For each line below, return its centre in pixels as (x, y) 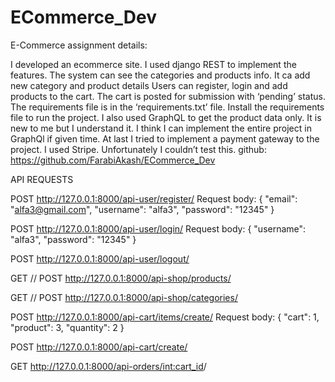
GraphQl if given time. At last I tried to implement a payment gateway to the (165, 138)
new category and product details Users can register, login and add (149, 85)
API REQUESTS (42, 179)
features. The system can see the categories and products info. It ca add (160, 75)
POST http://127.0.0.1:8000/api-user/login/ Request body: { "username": (158, 228)
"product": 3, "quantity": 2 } (67, 327)
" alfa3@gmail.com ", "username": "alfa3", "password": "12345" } (142, 209)
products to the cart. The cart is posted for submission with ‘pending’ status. (168, 96)
